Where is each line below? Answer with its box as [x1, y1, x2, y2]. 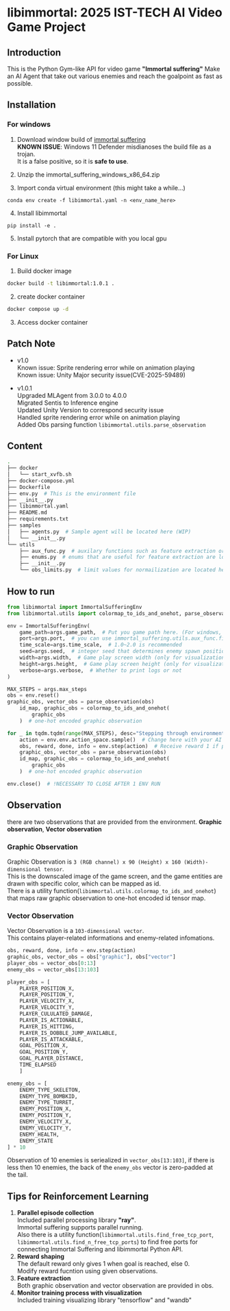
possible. [7, 79, 33, 87]
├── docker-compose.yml [7, 477, 75, 484]
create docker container [16, 292, 86, 301]
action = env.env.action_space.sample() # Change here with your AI [19, 736, 222, 743]
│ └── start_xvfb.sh [7, 471, 72, 478]
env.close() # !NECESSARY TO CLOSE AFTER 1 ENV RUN [7, 780, 161, 787]
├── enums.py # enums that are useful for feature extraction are [19, 553, 216, 561]
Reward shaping [16, 1252, 65, 1261]
